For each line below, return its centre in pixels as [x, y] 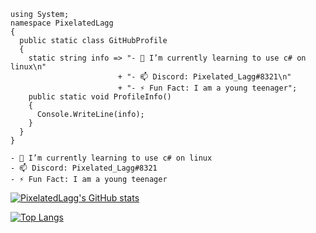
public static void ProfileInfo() [100, 97]
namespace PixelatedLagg [62, 23]
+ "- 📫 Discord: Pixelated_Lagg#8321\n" [204, 77]
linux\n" [28, 67]
